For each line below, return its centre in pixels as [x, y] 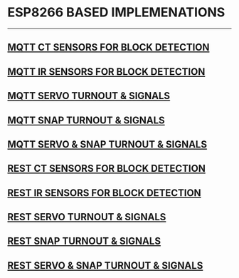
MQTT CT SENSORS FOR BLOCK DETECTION [108, 47]
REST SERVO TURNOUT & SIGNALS [87, 217]
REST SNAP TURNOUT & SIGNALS [84, 241]
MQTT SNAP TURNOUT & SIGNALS [86, 120]
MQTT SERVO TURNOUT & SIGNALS [89, 96]
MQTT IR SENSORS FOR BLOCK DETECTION [106, 72]
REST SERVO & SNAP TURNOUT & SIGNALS [105, 266]
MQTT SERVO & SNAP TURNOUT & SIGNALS [107, 144]
